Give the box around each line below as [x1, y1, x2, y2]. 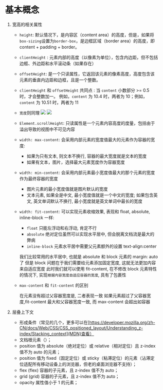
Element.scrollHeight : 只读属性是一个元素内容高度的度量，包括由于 [19, 120, 155, 126]
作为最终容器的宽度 [19, 175, 58, 181]
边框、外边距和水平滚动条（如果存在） [19, 60, 96, 66]
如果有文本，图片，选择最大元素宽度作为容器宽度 [26, 159, 125, 165]
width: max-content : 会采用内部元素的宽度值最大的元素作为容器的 [19, 136, 151, 142]
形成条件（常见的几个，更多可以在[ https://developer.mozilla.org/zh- [19, 319, 156, 325]
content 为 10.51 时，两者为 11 [19, 99, 79, 105]
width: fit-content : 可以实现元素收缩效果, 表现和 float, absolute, [19, 208, 150, 214]
